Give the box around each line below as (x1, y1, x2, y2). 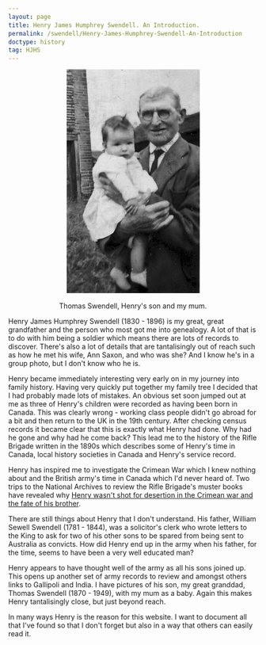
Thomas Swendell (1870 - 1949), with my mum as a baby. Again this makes (8, 589, 253, 598)
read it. (8, 629, 32, 639)
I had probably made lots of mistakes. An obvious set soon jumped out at (8, 391, 247, 400)
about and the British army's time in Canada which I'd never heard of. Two (8, 474, 250, 483)
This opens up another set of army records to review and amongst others (8, 571, 247, 582)
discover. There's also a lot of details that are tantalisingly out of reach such (8, 342, 256, 352)
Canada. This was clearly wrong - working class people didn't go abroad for (8, 408, 257, 418)
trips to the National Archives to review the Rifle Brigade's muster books (8, 482, 243, 491)
